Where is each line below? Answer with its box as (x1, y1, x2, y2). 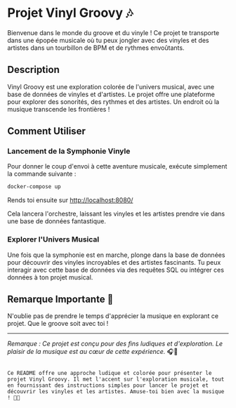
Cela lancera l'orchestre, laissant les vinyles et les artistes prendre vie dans (7, 209, 225, 218)
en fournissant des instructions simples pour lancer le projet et (7, 382, 209, 389)
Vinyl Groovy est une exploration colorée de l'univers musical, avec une (7, 82, 215, 91)
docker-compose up (7, 183, 61, 190)
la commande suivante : (7, 170, 77, 178)
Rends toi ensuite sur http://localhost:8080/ (7, 196, 133, 204)
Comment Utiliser (7, 125, 86, 138)
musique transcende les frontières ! (7, 105, 110, 113)
